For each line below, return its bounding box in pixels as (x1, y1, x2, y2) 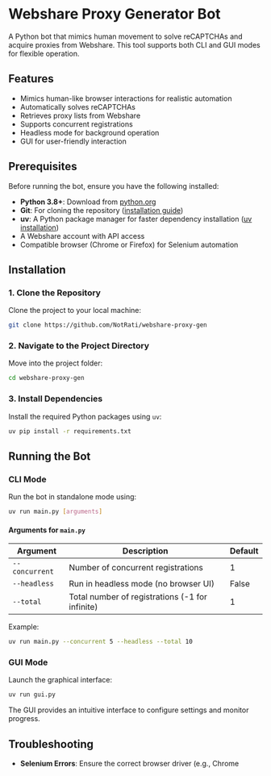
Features (8, 72, 54, 86)
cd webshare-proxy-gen (8, 374, 85, 382)
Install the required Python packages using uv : (8, 411, 162, 421)
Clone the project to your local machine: (8, 306, 142, 315)
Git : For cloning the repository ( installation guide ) (19, 205, 184, 215)
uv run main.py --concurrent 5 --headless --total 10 (8, 638, 194, 646)
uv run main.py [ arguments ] (8, 507, 103, 516)
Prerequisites (8, 160, 77, 173)
